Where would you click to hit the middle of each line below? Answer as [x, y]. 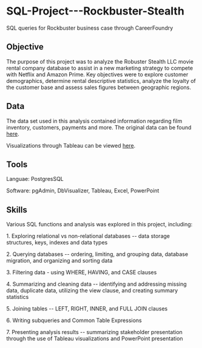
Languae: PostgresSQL [35, 179]
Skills [17, 210]
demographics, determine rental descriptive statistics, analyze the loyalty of [101, 80]
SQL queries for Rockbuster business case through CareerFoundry [90, 28]
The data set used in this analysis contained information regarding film [94, 121]
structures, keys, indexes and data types [57, 243]
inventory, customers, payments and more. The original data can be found [99, 127]
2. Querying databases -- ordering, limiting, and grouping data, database [97, 254]
